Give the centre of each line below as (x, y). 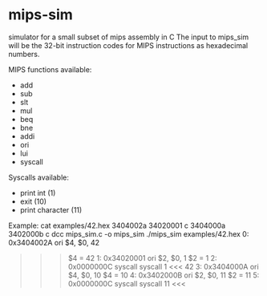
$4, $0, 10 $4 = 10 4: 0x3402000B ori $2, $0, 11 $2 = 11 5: (164, 275)
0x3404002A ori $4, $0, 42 (54, 242)
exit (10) (33, 201)
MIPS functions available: (50, 69)
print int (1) (38, 193)
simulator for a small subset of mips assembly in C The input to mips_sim (129, 37)
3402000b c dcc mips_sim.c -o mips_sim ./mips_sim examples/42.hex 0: (129, 233)
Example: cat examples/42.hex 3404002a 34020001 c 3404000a (117, 225)
